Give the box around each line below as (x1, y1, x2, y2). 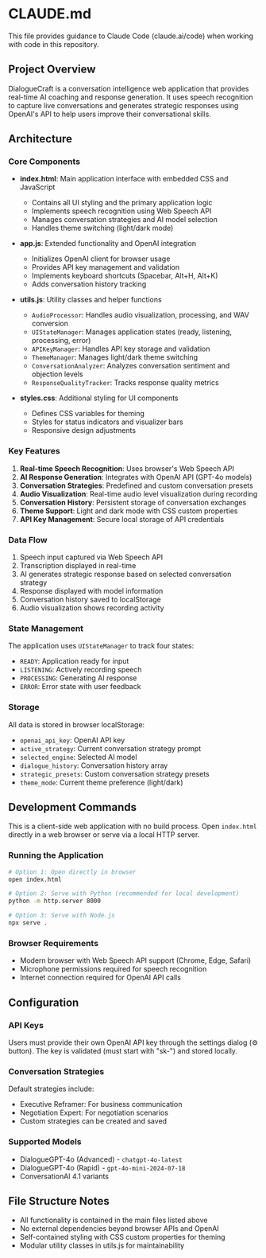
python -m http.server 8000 (8, 897, 102, 906)
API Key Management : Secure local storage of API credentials (19, 514, 225, 524)
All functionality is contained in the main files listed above (19, 1215, 208, 1225)
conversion (31, 319, 69, 329)
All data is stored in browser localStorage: (8, 719, 145, 729)
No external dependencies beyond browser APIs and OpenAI (19, 1224, 220, 1233)
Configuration (8, 995, 79, 1009)
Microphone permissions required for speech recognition (19, 964, 207, 974)
